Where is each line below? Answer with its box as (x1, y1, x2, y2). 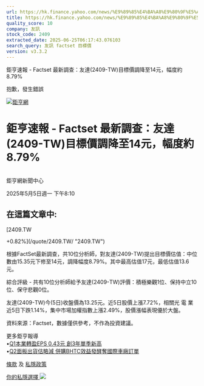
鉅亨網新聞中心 (6, 177, 44, 184)
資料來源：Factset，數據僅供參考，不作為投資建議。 (6, 319, 137, 326)
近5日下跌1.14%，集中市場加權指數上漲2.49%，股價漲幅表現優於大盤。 (6, 306, 184, 314)
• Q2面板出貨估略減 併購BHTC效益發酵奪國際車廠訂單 (6, 347, 140, 354)
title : (6, 15, 23, 21)
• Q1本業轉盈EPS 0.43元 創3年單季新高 (6, 340, 102, 347)
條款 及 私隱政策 (6, 360, 47, 368)
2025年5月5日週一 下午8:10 (6, 190, 75, 197)
